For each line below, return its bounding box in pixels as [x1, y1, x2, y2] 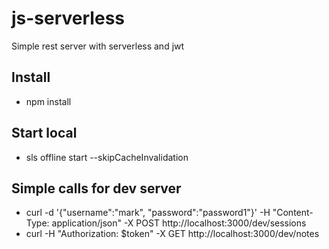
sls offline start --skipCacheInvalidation [25, 151, 189, 163]
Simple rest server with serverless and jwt [11, 40, 185, 52]
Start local [11, 125, 78, 142]
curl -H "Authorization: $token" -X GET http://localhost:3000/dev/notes [25, 228, 320, 240]
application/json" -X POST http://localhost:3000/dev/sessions [51, 217, 307, 229]
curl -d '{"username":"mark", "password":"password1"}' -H [25, 207, 271, 219]
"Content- [272, 207, 314, 219]
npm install [25, 95, 72, 107]
